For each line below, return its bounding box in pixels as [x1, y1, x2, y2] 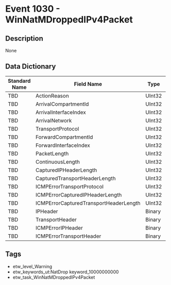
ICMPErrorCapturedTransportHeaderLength [35, 199, 141, 206]
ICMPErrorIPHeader [35, 224, 83, 231]
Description [5, 34, 43, 43]
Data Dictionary [5, 62, 56, 71]
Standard [8, 77, 31, 84]
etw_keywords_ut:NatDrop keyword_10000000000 [12, 269, 119, 275]
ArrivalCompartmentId [35, 100, 89, 107]
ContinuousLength [35, 158, 80, 165]
